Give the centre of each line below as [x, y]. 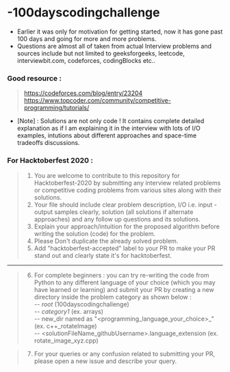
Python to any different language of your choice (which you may [125, 282]
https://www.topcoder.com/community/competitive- [97, 101]
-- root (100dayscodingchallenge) [82, 304]
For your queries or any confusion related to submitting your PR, [125, 354]
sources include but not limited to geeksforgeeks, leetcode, [101, 53]
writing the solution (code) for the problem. [95, 233]
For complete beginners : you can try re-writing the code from [122, 275]
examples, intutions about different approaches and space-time [107, 135]
